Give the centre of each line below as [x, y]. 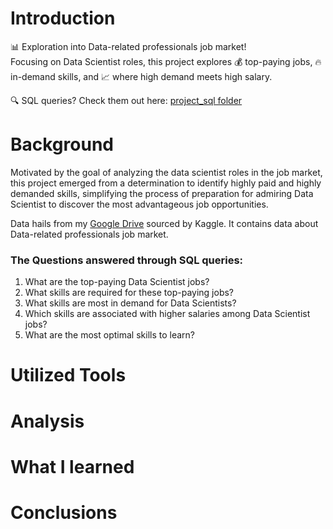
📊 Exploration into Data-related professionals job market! [128, 46]
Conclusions [64, 512]
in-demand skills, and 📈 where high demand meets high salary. [141, 76]
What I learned [72, 466]
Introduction [63, 18]
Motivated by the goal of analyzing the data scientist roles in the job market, [166, 172]
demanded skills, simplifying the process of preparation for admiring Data [162, 193]
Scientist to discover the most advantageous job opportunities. [139, 204]
